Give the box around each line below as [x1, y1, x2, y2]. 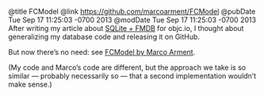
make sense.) [8, 79, 53, 89]
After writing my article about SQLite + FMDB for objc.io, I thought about [8, 24, 244, 33]
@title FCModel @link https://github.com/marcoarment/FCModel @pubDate [8, 7, 256, 16]
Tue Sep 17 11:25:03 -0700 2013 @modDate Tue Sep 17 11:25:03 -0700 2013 [8, 15, 256, 25]
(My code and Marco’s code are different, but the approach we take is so [8, 63, 247, 72]
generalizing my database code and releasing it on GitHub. [8, 32, 201, 41]
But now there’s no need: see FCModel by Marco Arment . [8, 48, 196, 56]
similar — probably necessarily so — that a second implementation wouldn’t [8, 71, 256, 80]
